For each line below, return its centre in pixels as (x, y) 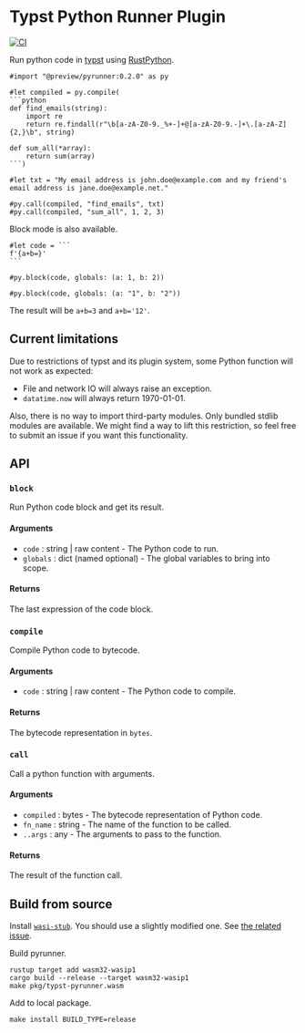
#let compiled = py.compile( (65, 92)
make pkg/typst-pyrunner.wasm (67, 987)
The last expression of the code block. (81, 609)
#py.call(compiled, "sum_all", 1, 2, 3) (87, 212)
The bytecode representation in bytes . (81, 732)
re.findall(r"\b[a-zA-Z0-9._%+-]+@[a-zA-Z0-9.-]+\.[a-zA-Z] (170, 124)
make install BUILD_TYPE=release (73, 1020)
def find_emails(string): (58, 108)
